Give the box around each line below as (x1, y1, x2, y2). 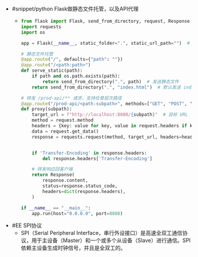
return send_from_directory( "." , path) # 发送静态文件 (42, 78, 179, 85)
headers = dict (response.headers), (42, 188, 126, 194)
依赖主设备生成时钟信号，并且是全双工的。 (20, 244, 126, 252)
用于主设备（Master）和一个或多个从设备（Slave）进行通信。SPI (31, 237, 191, 244)
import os (20, 29, 46, 35)
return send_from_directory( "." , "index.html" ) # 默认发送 (32, 84, 181, 90)
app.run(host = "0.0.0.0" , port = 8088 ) (32, 210, 123, 216)
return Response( (32, 172, 75, 178)
